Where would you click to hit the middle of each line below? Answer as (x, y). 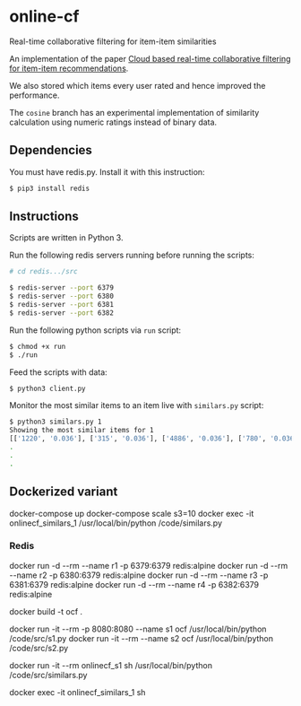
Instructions (44, 217)
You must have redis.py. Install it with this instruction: (107, 171)
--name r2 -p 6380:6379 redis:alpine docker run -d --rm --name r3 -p (139, 575)
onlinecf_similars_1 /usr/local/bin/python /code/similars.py (116, 523)
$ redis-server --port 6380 (62, 296)
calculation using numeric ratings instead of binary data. (113, 122)
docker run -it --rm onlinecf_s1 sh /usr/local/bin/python (111, 665)
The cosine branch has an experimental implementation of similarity (134, 112)
